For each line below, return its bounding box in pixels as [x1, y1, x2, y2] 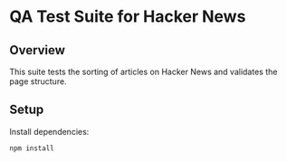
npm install [9, 143, 54, 153]
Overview [9, 43, 66, 58]
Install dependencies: [9, 126, 90, 137]
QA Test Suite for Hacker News [9, 6, 246, 27]
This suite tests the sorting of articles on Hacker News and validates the [9, 66, 278, 77]
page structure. [9, 76, 67, 87]
